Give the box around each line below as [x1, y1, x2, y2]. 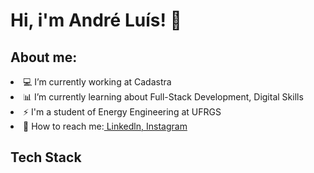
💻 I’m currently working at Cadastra [23, 76, 172, 88]
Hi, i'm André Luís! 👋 [10, 9, 182, 32]
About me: [10, 49, 78, 66]
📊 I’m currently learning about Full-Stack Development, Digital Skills [23, 91, 304, 103]
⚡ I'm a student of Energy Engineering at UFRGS [23, 106, 222, 118]
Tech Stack [10, 149, 82, 166]
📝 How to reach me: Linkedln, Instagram [23, 120, 188, 132]
